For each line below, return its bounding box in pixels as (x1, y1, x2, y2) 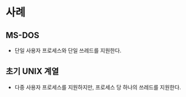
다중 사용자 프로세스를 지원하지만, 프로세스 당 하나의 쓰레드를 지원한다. (14, 83, 181, 91)
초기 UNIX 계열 (5, 66, 59, 76)
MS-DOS (5, 30, 40, 40)
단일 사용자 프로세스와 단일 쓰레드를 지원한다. (14, 47, 122, 54)
